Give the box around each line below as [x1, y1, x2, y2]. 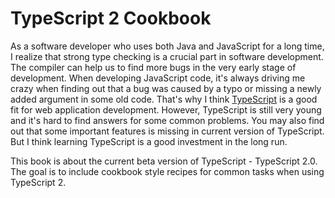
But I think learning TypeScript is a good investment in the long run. [10, 135, 288, 147]
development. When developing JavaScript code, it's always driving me [10, 72, 306, 84]
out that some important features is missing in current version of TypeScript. [10, 125, 325, 137]
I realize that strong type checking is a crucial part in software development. [10, 50, 324, 62]
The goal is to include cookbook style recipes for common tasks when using [10, 165, 325, 177]
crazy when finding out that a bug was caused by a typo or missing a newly [10, 82, 322, 94]
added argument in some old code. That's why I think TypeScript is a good [10, 93, 318, 105]
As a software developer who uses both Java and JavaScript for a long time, [10, 40, 325, 52]
